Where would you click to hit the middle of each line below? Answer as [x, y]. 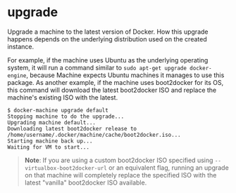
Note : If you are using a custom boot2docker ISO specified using [119, 160]
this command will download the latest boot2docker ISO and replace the [112, 90]
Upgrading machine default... [52, 122]
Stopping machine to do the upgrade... [66, 117]
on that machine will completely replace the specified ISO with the [120, 175]
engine [17, 75]
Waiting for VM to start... [49, 147]
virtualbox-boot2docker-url [66, 168]
